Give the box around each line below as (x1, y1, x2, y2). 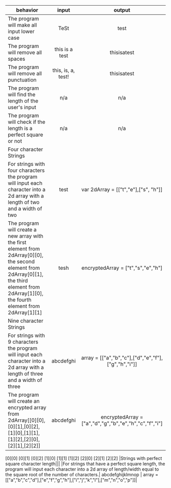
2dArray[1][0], (8, 290, 44, 297)
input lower (8, 28, 35, 35)
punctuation (8, 76, 37, 83)
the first (8, 239, 26, 246)
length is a (8, 125, 33, 132)
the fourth (8, 296, 32, 303)
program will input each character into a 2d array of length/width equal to (5, 466, 159, 472)
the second (8, 258, 35, 265)
